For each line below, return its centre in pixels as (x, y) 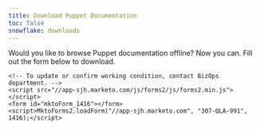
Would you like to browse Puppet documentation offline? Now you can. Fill (130, 53)
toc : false (26, 23)
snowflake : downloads (44, 30)
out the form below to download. (62, 61)
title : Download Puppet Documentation (73, 16)
